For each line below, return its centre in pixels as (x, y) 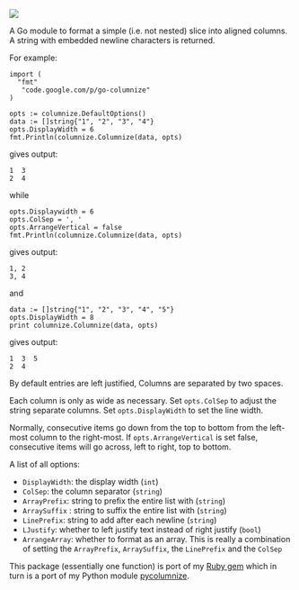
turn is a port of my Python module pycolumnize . (100, 576)
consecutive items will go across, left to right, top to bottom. (120, 447)
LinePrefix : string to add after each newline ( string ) (119, 520)
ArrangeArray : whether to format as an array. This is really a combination (156, 539)
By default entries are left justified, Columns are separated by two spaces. (146, 383)
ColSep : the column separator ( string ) (92, 491)
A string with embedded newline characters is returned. (112, 40)
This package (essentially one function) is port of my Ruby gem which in (143, 566)
